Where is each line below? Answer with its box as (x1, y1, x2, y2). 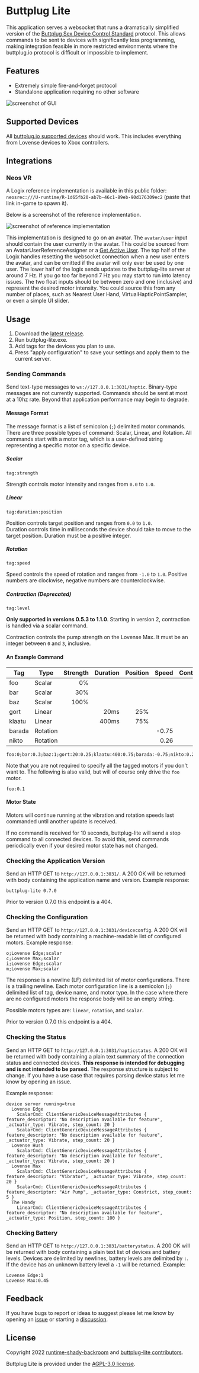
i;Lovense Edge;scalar (6, 961, 62, 967)
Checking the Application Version (6, 856, 105, 865)
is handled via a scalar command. (6, 622, 88, 629)
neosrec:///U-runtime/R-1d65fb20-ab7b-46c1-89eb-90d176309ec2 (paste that (6, 194, 191, 201)
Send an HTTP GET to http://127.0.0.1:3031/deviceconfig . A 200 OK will (6, 926, 188, 933)
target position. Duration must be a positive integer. (6, 532, 131, 539)
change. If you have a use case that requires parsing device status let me (6, 1072, 185, 1079)
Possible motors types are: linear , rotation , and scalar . (6, 1007, 144, 1014)
